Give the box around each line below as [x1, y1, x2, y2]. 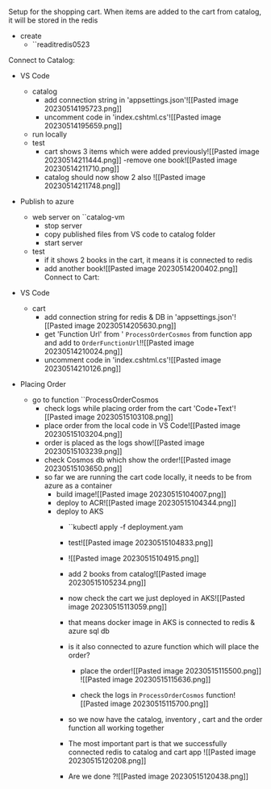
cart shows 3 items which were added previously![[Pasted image [44, 147, 260, 156]
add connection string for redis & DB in [44, 313, 173, 321]
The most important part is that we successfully [68, 739, 227, 748]
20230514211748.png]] [44, 181, 121, 191]
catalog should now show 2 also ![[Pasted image [44, 173, 206, 182]
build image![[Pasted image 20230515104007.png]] [56, 489, 227, 499]
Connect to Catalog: [8, 56, 75, 65]
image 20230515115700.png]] [110, 699, 209, 708]
